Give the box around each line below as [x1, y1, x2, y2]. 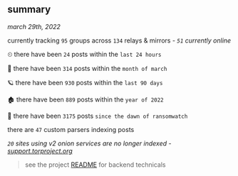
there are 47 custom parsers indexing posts [7, 125, 135, 133]
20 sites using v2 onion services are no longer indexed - [7, 139, 172, 148]
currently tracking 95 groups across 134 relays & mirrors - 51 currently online [7, 36, 232, 45]
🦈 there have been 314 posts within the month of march [7, 64, 167, 72]
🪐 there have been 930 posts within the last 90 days [7, 78, 163, 87]
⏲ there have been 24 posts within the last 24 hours [7, 50, 162, 58]
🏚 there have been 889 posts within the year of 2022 [7, 95, 164, 104]
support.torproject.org [7, 146, 73, 155]
